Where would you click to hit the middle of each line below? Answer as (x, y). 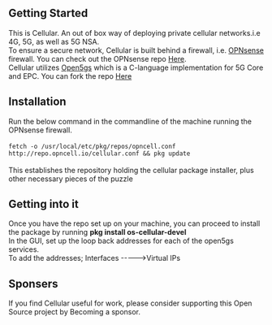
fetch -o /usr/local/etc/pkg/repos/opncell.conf (92, 146)
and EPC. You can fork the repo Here (70, 76)
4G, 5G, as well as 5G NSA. (54, 41)
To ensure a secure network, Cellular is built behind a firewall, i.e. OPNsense (136, 50)
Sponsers (33, 284)
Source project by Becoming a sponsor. (74, 312)
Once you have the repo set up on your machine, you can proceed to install (134, 223)
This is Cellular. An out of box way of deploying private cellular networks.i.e (135, 32)
